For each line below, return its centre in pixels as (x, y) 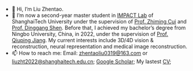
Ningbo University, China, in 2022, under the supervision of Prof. (90, 34)
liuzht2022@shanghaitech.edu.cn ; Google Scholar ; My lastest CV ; (92, 61)
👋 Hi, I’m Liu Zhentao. (37, 9)
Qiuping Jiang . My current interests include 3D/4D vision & (82, 40)
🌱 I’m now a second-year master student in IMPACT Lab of (82, 15)
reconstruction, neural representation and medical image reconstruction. (99, 46)
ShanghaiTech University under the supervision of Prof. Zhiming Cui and (99, 21)
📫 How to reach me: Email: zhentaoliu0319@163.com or (79, 53)
